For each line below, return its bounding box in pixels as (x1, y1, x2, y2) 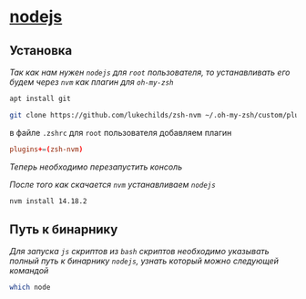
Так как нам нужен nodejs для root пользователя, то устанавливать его (9, 67, 291, 77)
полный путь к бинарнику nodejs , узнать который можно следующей (9, 255, 280, 266)
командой (9, 265, 49, 276)
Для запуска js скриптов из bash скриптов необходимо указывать (9, 246, 270, 257)
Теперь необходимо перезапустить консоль (9, 161, 183, 172)
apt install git (9, 94, 71, 103)
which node (9, 283, 51, 293)
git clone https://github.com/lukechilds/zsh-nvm (9, 110, 202, 119)
